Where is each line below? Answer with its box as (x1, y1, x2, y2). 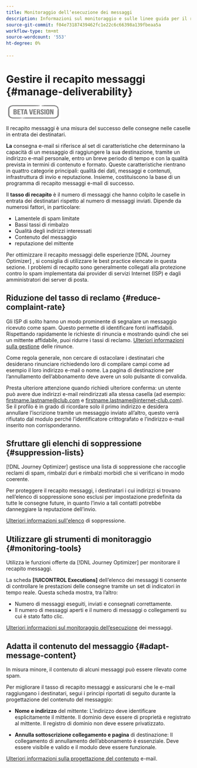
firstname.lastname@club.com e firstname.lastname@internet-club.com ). (6, 397, 184, 404)
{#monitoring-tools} (6, 543, 82, 553)
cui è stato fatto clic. (14, 613, 64, 620)
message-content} (6, 650, 77, 660)
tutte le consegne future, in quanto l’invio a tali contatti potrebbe (6, 499, 161, 507)
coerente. (6, 476, 29, 483)
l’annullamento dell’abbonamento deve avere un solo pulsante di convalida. (6, 373, 187, 380)
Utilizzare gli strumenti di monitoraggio (6, 534, 152, 544)
